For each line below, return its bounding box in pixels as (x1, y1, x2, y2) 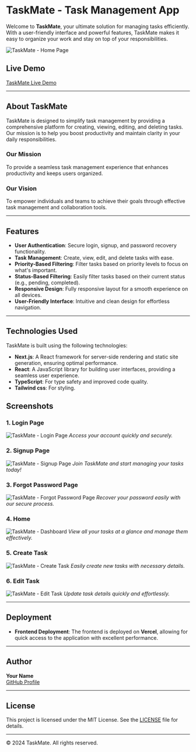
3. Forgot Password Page (6, 481, 79, 489)
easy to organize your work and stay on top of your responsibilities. (6, 35, 168, 42)
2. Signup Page (6, 447, 50, 455)
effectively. (6, 534, 33, 541)
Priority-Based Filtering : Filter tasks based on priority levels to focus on (14, 260, 188, 267)
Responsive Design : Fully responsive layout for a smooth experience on (14, 285, 188, 292)
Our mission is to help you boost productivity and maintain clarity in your (6, 129, 181, 136)
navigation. (14, 303, 42, 311)
